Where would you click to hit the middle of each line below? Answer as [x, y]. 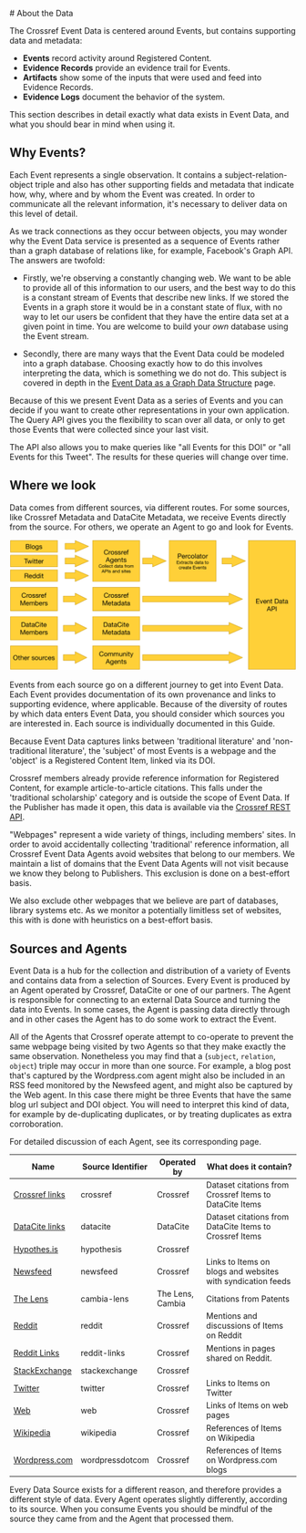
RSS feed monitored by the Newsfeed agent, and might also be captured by [151, 1085]
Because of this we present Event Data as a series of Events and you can [147, 400]
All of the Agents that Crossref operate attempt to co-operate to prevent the [152, 1037]
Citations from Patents [248, 1299]
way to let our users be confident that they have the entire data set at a [156, 316]
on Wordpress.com [242, 1460]
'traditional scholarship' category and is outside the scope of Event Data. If [149, 797]
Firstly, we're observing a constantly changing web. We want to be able [157, 278]
